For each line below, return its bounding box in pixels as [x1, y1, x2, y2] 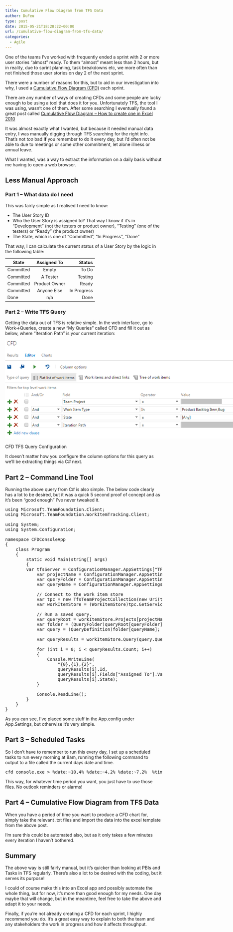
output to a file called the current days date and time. [5, 759, 114, 765]
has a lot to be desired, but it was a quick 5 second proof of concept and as [5, 491, 160, 497]
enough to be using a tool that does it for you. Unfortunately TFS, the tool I [5, 100, 158, 106]
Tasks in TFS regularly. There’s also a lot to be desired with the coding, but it [5, 870, 162, 876]
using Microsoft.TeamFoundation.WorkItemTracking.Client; [5, 511, 150, 517]
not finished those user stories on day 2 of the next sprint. [5, 70, 124, 76]
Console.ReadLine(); [36, 691, 87, 697]
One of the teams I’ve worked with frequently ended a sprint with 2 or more [5, 54, 160, 60]
